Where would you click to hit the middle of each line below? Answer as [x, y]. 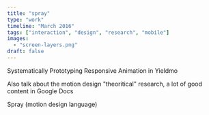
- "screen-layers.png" [45, 45]
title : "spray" [29, 13]
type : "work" [26, 20]
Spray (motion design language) [52, 104]
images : [18, 39]
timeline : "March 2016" [41, 26]
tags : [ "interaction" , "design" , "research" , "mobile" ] [88, 32]
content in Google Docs [40, 91]
